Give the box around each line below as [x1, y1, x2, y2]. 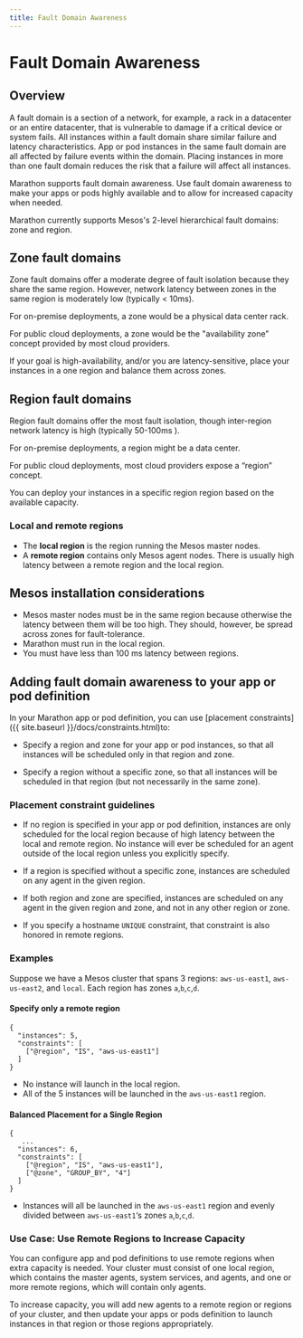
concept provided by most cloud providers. [9, 338, 170, 349]
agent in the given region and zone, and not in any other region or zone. [22, 902, 290, 914]
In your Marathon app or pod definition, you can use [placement [9, 712, 248, 724]
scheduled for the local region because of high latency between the [22, 829, 276, 840]
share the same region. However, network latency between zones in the [9, 284, 277, 295]
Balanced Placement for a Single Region [9, 1109, 163, 1120]
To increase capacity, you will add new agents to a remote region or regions [9, 1299, 292, 1310]
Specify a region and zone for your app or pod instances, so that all [22, 739, 274, 751]
